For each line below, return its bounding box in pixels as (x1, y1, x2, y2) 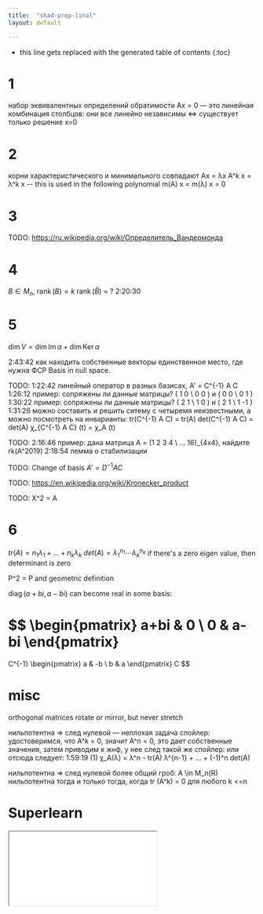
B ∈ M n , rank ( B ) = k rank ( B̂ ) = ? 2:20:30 (8, 286, 141, 298)
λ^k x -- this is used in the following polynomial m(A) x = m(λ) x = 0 (8, 179, 226, 189)
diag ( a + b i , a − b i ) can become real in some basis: (8, 589, 173, 599)
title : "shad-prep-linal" (8, 11, 97, 20)
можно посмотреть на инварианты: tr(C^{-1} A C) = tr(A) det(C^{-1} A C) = (8, 414, 254, 423)
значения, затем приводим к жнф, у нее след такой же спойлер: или (8, 744, 239, 754)
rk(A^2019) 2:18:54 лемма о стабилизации (8, 446, 148, 455)
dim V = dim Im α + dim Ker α (8, 341, 100, 351)
